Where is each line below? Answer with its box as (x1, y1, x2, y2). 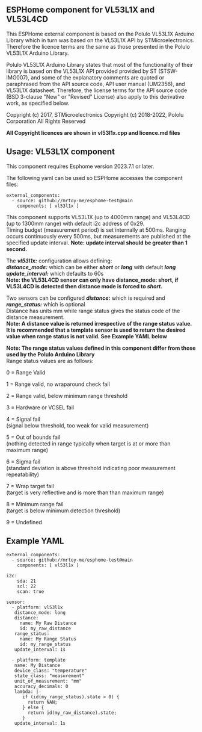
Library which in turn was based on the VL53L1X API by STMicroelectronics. (6, 36, 195, 44)
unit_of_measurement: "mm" (14, 678, 82, 684)
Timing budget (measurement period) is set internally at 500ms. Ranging (6, 226, 186, 234)
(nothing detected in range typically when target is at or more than (6, 439, 171, 447)
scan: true (17, 589, 44, 595)
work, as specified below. (6, 99, 70, 107)
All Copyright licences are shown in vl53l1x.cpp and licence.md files (6, 129, 180, 136)
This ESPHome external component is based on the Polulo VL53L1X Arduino (6, 30, 194, 37)
